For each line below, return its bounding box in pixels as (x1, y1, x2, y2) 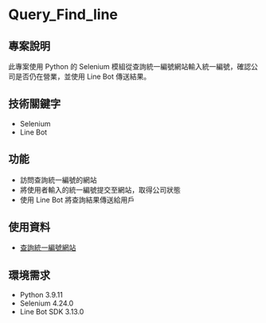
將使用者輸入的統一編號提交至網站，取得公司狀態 (19, 185, 181, 194)
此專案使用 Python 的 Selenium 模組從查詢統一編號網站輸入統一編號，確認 (8, 62, 252, 71)
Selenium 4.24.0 (19, 298, 74, 308)
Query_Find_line (8, 6, 118, 24)
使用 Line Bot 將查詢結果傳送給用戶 (19, 195, 135, 204)
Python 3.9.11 (19, 290, 64, 300)
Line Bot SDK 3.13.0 (19, 307, 84, 317)
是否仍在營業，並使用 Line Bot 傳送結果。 (14, 72, 151, 81)
